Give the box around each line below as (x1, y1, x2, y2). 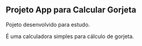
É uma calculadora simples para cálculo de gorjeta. (5, 33, 135, 40)
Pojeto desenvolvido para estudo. (5, 21, 90, 28)
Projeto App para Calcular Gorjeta (5, 5, 137, 15)
